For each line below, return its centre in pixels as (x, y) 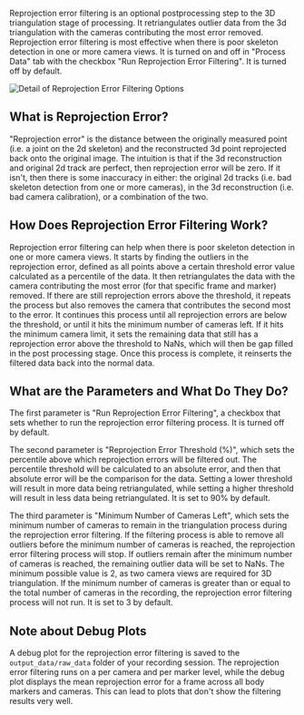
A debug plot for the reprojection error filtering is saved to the (125, 653)
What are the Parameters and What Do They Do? (149, 392)
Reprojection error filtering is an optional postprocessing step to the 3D (142, 13)
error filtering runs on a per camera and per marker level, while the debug (147, 672)
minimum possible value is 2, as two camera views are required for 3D (141, 573)
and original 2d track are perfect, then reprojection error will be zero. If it (145, 168)
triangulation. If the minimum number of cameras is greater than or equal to (150, 583)
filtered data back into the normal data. (82, 363)
